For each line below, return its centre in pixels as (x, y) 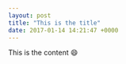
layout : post (30, 15)
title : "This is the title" (55, 23)
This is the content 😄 (43, 53)
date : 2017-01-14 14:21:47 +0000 (63, 30)
